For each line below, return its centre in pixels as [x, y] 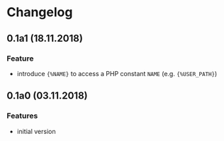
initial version [36, 131]
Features [22, 116]
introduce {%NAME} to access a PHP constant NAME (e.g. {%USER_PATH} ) [117, 73]
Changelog [40, 12]
